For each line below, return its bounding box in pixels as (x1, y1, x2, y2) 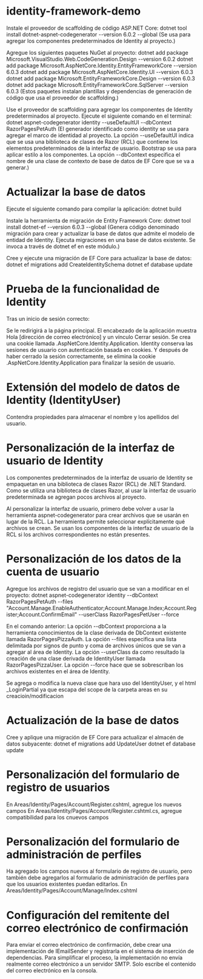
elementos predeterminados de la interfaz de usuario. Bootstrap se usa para (6, 144, 197, 152)
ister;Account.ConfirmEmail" (6, 611, 78, 618)
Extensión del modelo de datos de (6, 380, 180, 394)
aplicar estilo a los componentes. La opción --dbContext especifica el (6, 150, 181, 158)
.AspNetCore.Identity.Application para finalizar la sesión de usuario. (6, 359, 176, 366)
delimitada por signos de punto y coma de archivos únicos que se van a (6, 642, 186, 649)
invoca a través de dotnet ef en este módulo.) (6, 243, 120, 250)
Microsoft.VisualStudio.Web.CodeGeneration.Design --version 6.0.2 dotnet (6, 55, 193, 62)
